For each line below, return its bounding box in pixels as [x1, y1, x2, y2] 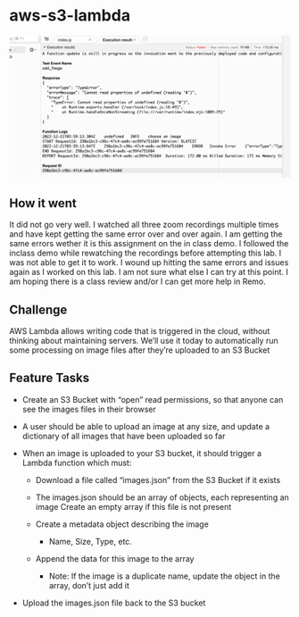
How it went [9, 196, 78, 211]
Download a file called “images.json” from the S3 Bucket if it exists [35, 474, 281, 485]
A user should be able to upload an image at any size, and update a [21, 421, 270, 431]
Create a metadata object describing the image [35, 519, 210, 529]
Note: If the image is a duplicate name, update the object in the [48, 571, 281, 581]
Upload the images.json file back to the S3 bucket [21, 597, 206, 608]
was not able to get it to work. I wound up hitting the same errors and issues [9, 257, 289, 268]
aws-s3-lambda [9, 5, 131, 26]
